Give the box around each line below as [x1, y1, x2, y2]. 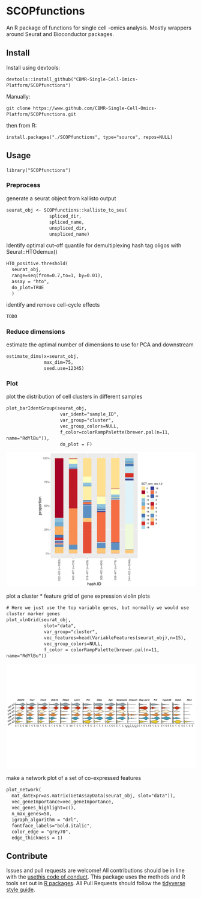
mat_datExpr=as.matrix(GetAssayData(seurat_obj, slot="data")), [11, 793, 176, 799]
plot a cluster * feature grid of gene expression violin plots [6, 592, 150, 600]
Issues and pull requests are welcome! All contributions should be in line [6, 867, 185, 874]
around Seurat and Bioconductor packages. [6, 30, 114, 37]
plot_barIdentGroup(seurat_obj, [6, 405, 87, 411]
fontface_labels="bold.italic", [11, 823, 93, 829]
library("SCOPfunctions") [6, 167, 71, 173]
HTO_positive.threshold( [6, 260, 68, 266]
